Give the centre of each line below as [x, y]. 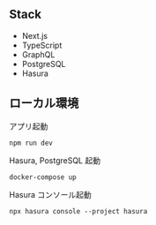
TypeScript [42, 45]
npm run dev [31, 143]
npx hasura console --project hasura [78, 211]
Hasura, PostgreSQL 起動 [55, 160]
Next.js [35, 35]
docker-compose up [43, 177]
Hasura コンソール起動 [51, 194]
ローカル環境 [44, 104]
